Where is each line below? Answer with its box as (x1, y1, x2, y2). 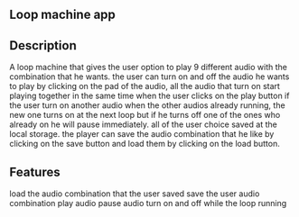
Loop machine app (9, 7, 116, 23)
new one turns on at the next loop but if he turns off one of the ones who (9, 110, 281, 121)
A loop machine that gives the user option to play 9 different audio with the (9, 62, 287, 73)
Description (9, 38, 77, 53)
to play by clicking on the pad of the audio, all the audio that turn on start (9, 81, 280, 92)
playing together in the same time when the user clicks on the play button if (9, 90, 290, 102)
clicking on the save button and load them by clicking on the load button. (9, 139, 280, 149)
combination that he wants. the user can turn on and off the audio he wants (9, 71, 290, 82)
